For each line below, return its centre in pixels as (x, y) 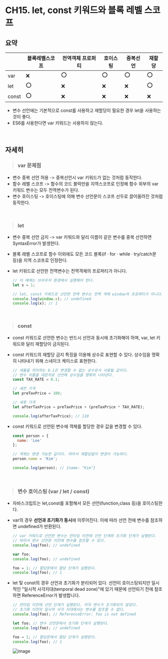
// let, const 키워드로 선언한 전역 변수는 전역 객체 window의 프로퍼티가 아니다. (88, 294)
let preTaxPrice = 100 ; (37, 393)
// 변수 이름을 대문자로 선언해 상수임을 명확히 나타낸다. (63, 375)
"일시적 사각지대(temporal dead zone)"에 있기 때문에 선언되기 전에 (87, 589)
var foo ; (21, 554)
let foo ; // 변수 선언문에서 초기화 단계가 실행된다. (60, 623)
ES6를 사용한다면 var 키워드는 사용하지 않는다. (58, 123)
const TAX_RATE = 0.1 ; (36, 380)
